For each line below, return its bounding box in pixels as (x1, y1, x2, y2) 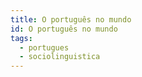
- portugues (19, 42, 70, 53)
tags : (10, 33, 33, 43)
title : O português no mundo (10, 14, 132, 25)
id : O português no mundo (10, 24, 118, 34)
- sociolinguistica (19, 52, 101, 62)
